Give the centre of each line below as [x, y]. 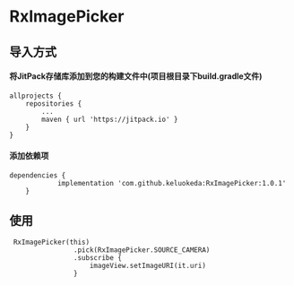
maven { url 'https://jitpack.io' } [110, 119]
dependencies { [38, 175]
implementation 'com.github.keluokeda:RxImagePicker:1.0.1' [172, 183]
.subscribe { [98, 257]
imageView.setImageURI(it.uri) [147, 265]
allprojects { [36, 96]
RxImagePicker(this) [52, 242]
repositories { [54, 104]
